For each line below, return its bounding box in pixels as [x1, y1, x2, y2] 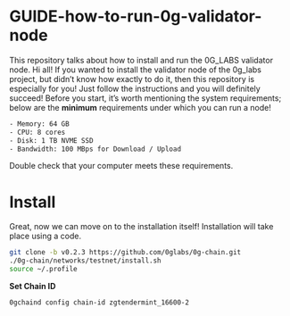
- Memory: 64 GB [9, 119, 70, 129]
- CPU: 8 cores [9, 128, 66, 137]
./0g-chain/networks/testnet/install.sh [9, 256, 162, 265]
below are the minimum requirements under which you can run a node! [9, 102, 272, 112]
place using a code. [9, 230, 82, 242]
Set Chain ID [9, 281, 56, 291]
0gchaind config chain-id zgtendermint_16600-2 [9, 298, 190, 307]
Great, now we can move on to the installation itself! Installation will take [9, 221, 274, 232]
